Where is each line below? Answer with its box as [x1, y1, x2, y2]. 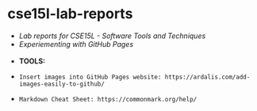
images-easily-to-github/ [18, 80, 105, 88]
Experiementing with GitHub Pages [18, 39, 134, 48]
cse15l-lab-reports [7, 5, 133, 23]
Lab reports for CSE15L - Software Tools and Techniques [18, 31, 206, 40]
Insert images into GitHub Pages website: [18, 73, 162, 81]
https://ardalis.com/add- [164, 73, 251, 81]
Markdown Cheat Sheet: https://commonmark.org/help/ [18, 95, 198, 103]
